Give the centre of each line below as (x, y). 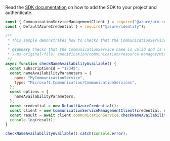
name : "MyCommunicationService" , (50, 78)
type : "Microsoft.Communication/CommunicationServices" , (76, 83)
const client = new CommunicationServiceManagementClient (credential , (86, 110)
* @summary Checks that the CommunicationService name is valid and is (84, 50)
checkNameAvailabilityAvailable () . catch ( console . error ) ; (67, 134)
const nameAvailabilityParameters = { (51, 73)
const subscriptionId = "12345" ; (45, 68)
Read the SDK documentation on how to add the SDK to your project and (81, 7)
